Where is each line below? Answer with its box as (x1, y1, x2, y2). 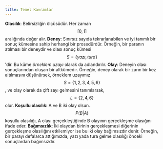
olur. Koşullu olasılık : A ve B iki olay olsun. (5, 102, 90, 108)
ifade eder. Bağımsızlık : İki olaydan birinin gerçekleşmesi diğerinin (5, 123, 139, 128)
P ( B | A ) (75, 110, 89, 116)
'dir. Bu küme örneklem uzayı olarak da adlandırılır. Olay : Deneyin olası (5, 62, 146, 67)
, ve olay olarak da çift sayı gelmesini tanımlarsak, (5, 87, 105, 93)
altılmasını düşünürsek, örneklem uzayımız (5, 72, 90, 78)
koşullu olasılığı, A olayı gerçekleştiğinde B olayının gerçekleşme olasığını (5, 118, 152, 124)
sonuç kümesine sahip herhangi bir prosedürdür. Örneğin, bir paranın (5, 41, 144, 47)
